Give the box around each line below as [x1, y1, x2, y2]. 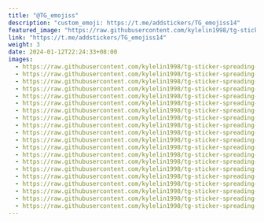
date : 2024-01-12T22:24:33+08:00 [8, 48, 118, 56]
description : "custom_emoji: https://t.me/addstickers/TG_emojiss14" [8, 19, 241, 27]
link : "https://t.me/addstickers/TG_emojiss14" [8, 33, 167, 42]
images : [8, 56, 34, 64]
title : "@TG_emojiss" [8, 11, 79, 20]
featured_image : [8, 26, 61, 34]
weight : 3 [8, 41, 41, 49]
